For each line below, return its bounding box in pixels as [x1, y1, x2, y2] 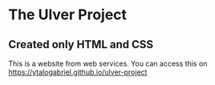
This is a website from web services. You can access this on [8, 59, 208, 68]
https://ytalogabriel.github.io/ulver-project [8, 67, 148, 77]
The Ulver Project [8, 6, 127, 24]
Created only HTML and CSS [8, 38, 154, 51]
